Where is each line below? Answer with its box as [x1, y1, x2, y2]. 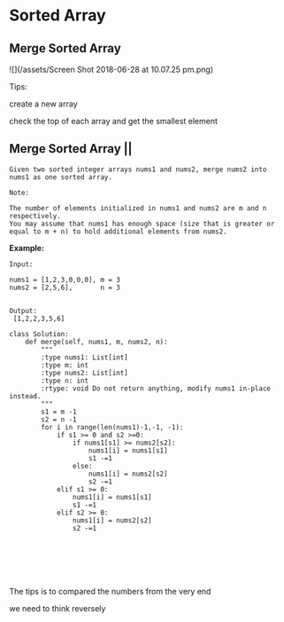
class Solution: [9, 329, 69, 338]
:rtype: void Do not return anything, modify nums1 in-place [41, 383, 272, 393]
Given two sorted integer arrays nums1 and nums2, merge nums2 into [9, 165, 267, 174]
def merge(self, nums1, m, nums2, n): [25, 337, 168, 346]
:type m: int [41, 360, 89, 369]
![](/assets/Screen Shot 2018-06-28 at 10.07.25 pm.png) [9, 64, 214, 75]
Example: [9, 242, 45, 253]
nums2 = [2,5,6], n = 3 [9, 283, 121, 292]
